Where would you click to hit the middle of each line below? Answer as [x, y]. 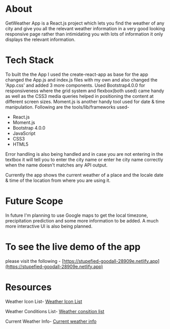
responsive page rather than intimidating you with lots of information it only [84, 34]
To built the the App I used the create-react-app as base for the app [77, 74]
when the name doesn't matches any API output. [57, 165]
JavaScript [24, 133]
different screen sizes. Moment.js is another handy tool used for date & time [85, 101]
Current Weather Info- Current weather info [51, 321]
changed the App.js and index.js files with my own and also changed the [81, 79]
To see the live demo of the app [73, 247]
